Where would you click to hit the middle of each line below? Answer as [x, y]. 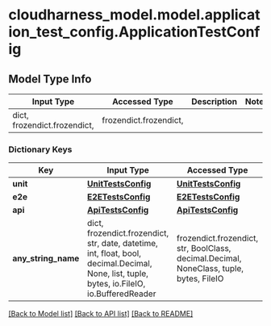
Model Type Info [50, 79]
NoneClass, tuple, [210, 269]
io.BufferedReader [122, 294]
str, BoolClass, [204, 249]
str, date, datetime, [123, 244]
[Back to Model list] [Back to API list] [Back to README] [101, 314]
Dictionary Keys [40, 149]
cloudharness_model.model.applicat [134, 15]
